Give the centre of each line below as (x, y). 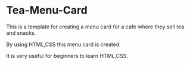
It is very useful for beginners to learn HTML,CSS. (67, 56)
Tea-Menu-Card (47, 10)
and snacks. (21, 32)
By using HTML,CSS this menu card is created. (63, 44)
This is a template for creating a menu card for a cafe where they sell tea (95, 27)
